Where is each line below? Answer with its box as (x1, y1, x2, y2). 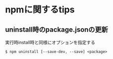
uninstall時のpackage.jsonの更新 (5, 25, 108, 34)
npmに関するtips (5, 4, 75, 15)
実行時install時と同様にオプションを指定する (5, 40, 96, 45)
